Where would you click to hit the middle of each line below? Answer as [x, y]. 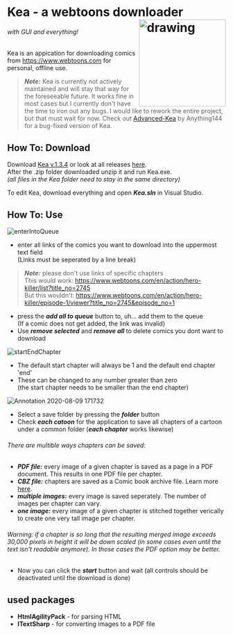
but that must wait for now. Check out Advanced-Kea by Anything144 [123, 118]
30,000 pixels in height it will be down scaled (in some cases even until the [114, 541]
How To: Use [35, 215]
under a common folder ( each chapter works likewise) [95, 429]
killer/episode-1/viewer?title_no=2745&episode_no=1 [100, 303]
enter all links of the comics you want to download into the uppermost [117, 245]
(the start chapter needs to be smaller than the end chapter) [103, 387]
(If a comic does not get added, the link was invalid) [91, 323]
